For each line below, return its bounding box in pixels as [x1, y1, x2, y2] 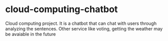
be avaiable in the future [5, 31, 56, 37]
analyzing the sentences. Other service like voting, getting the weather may [5, 25, 163, 31]
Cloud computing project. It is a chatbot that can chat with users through [5, 20, 157, 26]
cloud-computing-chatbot [5, 4, 118, 15]
